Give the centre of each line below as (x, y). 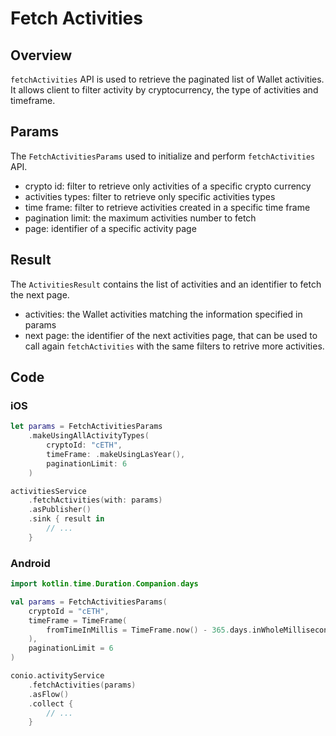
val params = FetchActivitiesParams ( (89, 602)
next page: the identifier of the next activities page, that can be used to (171, 335)
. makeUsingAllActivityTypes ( (89, 436)
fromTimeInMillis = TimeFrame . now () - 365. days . (149, 630)
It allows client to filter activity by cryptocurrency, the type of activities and (164, 90)
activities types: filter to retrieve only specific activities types (150, 196)
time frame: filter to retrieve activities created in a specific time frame (167, 207)
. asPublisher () (60, 510)
